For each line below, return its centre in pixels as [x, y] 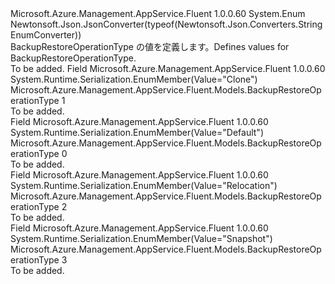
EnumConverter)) [46, 35]
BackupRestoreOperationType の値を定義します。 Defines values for [150, 46]
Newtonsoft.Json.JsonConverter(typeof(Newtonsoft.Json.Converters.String [166, 24]
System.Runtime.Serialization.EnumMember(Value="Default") [137, 132]
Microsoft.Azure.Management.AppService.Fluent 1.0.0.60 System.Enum [158, 13]
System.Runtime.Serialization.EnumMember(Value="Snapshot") [141, 238]
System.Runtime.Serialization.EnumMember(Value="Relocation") [144, 185]
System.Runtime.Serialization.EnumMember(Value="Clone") [134, 79]
